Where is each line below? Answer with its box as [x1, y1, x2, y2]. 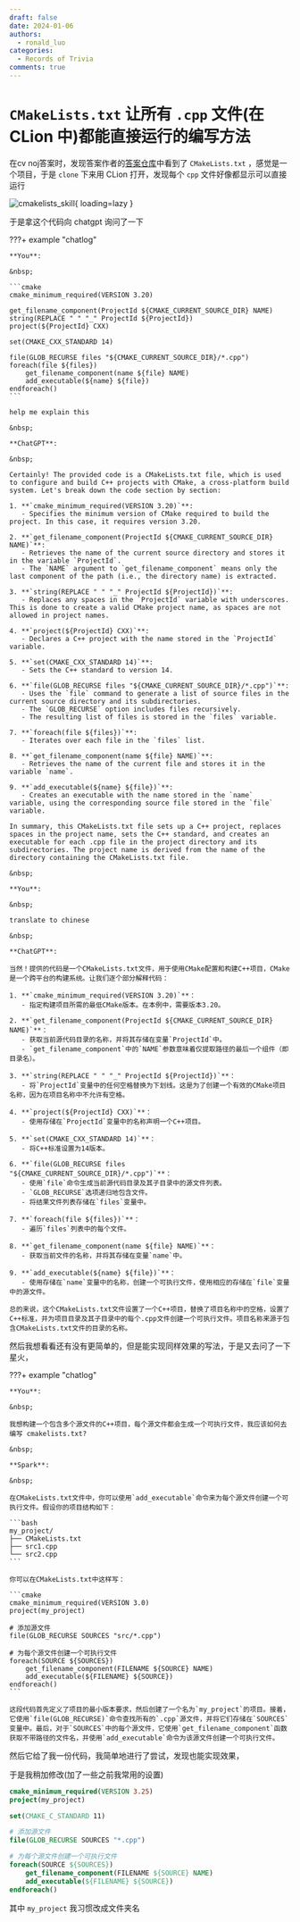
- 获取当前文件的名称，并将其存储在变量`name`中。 [21, 1251, 187, 1260]
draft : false [9, 13, 58, 22]
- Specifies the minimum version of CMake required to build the [21, 509, 270, 518]
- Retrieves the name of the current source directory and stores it [21, 548, 286, 557]
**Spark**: [9, 1460, 50, 1469]
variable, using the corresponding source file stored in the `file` [9, 798, 274, 807]
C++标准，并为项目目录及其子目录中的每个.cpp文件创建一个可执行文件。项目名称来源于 [9, 1314, 284, 1323]
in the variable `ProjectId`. [9, 556, 122, 565]
